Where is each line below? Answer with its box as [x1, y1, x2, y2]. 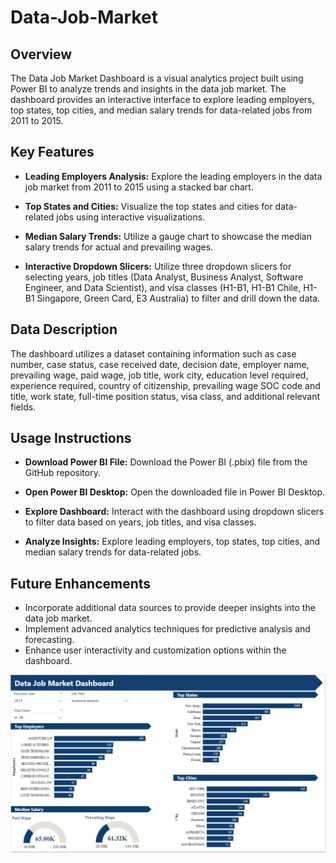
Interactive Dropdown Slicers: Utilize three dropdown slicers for [24, 260, 292, 272]
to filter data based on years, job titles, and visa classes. [24, 516, 257, 528]
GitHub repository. [24, 467, 101, 479]
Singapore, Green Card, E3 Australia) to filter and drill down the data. [36, 292, 321, 304]
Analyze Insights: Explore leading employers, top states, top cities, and [24, 536, 321, 548]
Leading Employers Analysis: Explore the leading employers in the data [24, 170, 323, 182]
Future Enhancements [10, 575, 152, 592]
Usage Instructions [10, 430, 132, 447]
